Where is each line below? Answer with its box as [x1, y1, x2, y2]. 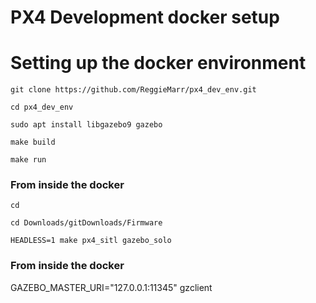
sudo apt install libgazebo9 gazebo [10, 120, 163, 130]
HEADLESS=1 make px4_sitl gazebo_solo [10, 236, 172, 246]
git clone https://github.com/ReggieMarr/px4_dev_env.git [10, 85, 257, 95]
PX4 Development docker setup [10, 6, 280, 29]
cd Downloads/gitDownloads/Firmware [10, 218, 163, 228]
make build [10, 137, 56, 148]
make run [10, 155, 47, 165]
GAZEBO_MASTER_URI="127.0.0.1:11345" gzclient [10, 281, 213, 293]
